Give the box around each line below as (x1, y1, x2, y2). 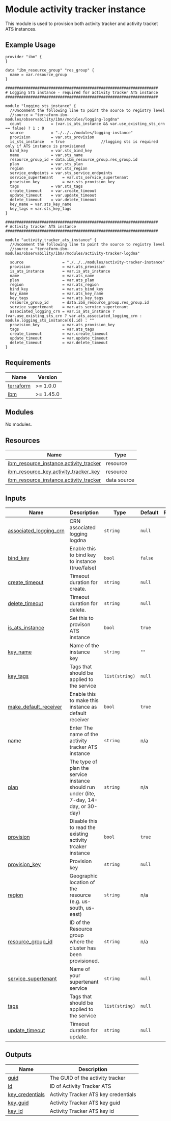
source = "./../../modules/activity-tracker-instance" (10, 259, 165, 265)
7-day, (69, 796, 87, 803)
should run (69, 784, 95, 791)
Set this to (69, 615, 94, 621)
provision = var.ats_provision (10, 264, 106, 269)
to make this (69, 697, 99, 704)
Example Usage (5, 41, 56, 50)
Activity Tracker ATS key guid (49, 1099, 121, 1106)
